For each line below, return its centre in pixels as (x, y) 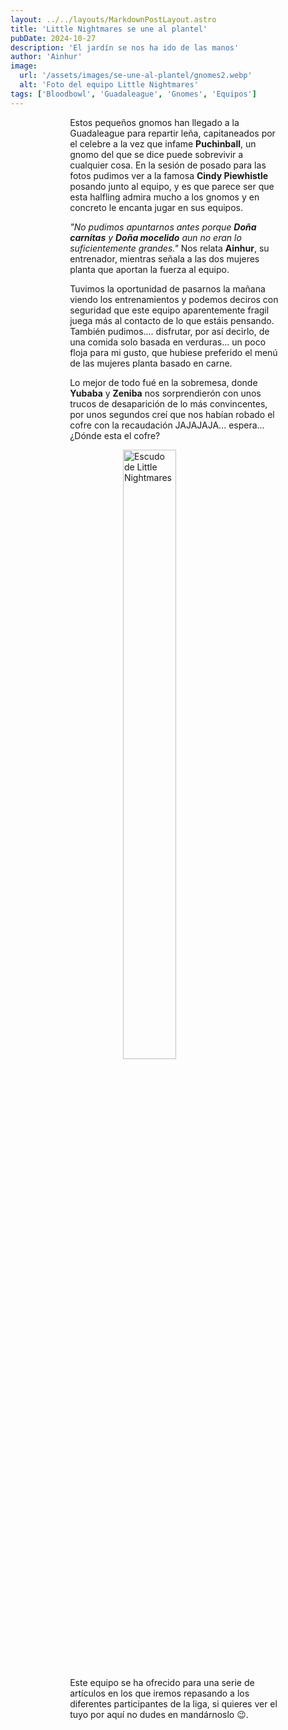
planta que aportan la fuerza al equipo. (149, 269)
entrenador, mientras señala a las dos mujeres (164, 258)
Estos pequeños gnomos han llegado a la (154, 122)
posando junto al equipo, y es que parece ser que (172, 186)
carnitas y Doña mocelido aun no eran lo (155, 237)
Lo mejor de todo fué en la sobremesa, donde (163, 382)
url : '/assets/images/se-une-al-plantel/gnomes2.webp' (136, 76)
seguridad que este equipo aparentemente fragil (169, 310)
